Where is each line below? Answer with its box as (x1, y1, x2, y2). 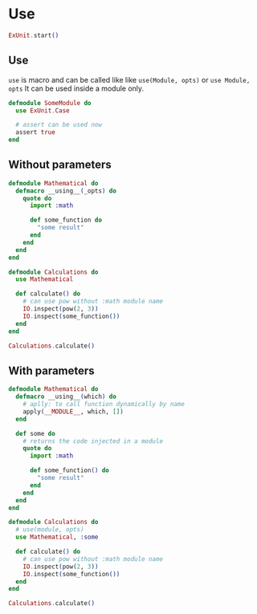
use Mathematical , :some (15, 533, 99, 542)
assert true (15, 128, 56, 136)
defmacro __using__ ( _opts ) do (15, 186, 116, 195)
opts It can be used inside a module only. (8, 83, 145, 93)
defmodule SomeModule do (8, 99, 92, 107)
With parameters (8, 364, 95, 377)
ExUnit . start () (8, 31, 59, 39)
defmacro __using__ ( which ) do (15, 392, 116, 401)
